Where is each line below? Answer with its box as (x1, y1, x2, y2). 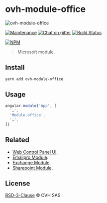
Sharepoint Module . (12, 165, 53, 171)
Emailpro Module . (12, 154, 49, 160)
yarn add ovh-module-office (5, 76, 64, 82)
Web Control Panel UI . (12, 149, 58, 155)
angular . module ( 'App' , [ (5, 103, 57, 108)
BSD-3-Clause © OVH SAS (5, 193, 61, 199)
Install (5, 63, 25, 72)
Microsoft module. (17, 49, 55, 55)
